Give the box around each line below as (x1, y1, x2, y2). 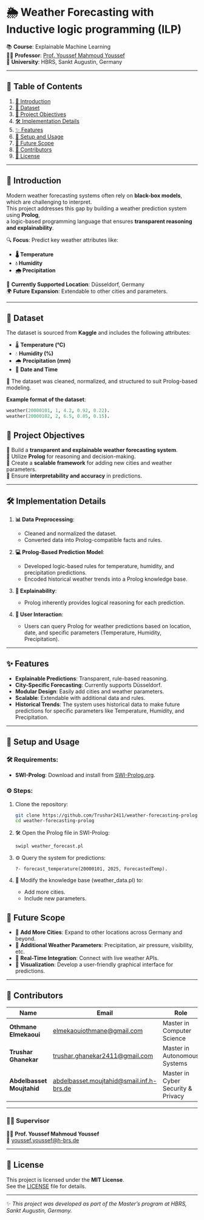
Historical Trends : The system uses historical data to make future (15, 701, 180, 708)
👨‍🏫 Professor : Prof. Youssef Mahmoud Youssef (6, 52, 126, 59)
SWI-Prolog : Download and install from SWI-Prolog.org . (15, 772, 156, 779)
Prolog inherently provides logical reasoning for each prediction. (24, 598, 185, 606)
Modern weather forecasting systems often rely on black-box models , (6, 191, 183, 199)
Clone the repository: (15, 800, 69, 807)
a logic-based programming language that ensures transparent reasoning (6, 218, 192, 225)
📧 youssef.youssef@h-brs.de (6, 1137, 80, 1144)
